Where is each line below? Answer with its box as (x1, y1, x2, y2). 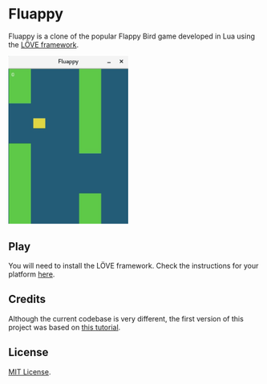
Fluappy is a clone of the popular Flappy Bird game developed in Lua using (8, 31, 255, 41)
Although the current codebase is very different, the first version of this (8, 313, 245, 323)
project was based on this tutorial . (8, 322, 121, 332)
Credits (8, 293, 47, 306)
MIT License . (8, 366, 51, 377)
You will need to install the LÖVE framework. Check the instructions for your (8, 261, 259, 271)
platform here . (8, 269, 55, 279)
